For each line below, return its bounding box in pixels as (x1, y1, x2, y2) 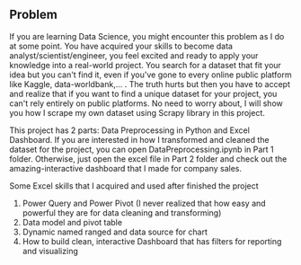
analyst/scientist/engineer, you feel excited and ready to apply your (9, 49, 259, 61)
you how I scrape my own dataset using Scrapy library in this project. (9, 107, 265, 118)
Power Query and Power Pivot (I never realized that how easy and (22, 198, 267, 208)
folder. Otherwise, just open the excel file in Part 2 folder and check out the (9, 153, 288, 164)
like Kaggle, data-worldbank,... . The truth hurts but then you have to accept (9, 78, 290, 89)
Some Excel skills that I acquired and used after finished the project (9, 180, 259, 191)
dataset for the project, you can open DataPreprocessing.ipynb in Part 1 (9, 144, 274, 155)
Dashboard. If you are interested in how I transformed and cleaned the (9, 134, 270, 145)
